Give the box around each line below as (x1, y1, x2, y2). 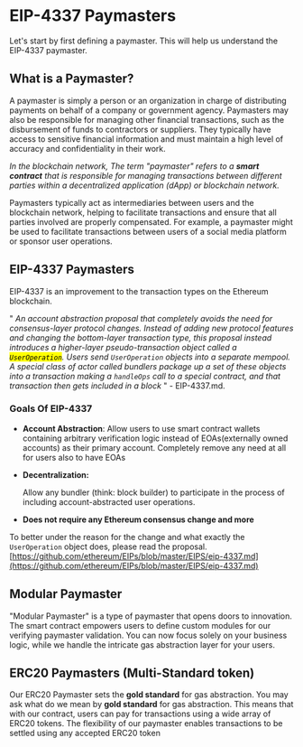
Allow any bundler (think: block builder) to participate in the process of (22, 487, 286, 498)
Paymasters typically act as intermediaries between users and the (9, 197, 254, 208)
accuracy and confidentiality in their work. (9, 143, 166, 154)
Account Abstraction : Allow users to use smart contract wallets (22, 423, 261, 434)
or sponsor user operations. (9, 236, 113, 247)
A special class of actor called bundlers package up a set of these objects (9, 360, 287, 371)
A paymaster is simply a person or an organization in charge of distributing (9, 95, 287, 106)
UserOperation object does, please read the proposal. (9, 541, 207, 552)
